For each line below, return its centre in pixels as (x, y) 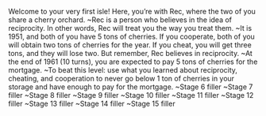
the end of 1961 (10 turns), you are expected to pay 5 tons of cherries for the (133, 62)
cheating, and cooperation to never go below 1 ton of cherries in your (121, 79)
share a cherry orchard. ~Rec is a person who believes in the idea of (120, 20)
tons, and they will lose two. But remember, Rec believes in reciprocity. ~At (130, 53)
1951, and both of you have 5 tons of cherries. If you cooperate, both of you (132, 36)
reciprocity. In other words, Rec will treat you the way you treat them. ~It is (130, 28)
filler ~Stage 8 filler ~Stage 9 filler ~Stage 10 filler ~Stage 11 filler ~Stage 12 (131, 95)
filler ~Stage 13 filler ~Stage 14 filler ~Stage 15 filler (92, 103)
